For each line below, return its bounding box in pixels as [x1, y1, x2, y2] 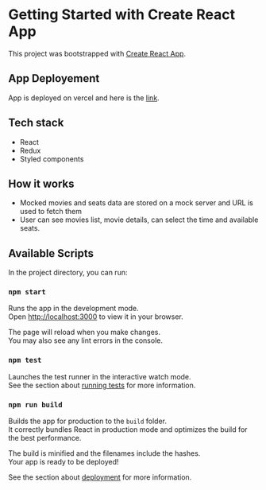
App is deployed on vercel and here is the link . [8, 93, 160, 103]
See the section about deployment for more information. [8, 472, 192, 482]
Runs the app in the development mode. [8, 304, 139, 313]
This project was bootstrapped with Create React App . [8, 49, 187, 58]
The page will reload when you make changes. [8, 328, 161, 337]
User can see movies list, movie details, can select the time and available [19, 215, 259, 224]
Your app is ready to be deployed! [8, 457, 119, 467]
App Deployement [8, 72, 100, 85]
